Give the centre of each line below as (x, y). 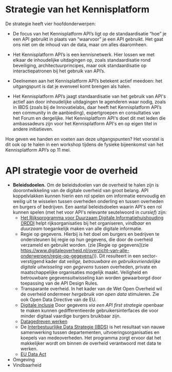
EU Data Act (33, 354)
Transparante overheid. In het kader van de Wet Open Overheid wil (91, 288)
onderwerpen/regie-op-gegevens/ (57, 256)
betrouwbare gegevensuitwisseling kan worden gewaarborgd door (91, 277)
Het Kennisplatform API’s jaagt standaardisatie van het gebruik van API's (89, 96)
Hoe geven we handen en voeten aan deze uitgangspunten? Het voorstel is (85, 139)
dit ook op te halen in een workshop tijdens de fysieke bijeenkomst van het (84, 144)
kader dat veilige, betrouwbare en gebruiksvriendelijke (103, 261)
